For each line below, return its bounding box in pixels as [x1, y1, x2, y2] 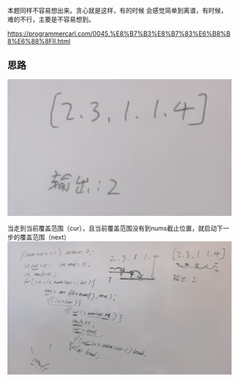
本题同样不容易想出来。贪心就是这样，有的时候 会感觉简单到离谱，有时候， [7, 6, 228, 14]
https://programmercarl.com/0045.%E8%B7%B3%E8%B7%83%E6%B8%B [7, 29, 231, 38]
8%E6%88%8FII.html [7, 37, 71, 45]
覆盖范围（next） [19, 232, 70, 241]
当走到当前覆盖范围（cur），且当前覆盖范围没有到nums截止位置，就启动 [7, 224, 217, 232]
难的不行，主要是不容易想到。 [7, 15, 95, 24]
